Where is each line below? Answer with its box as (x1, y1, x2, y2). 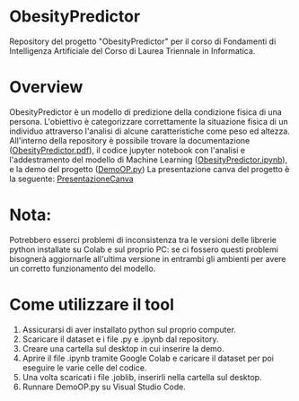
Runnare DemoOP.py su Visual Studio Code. (22, 381, 186, 392)
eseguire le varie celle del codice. (22, 362, 147, 373)
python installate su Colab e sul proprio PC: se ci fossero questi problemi (9, 244, 278, 255)
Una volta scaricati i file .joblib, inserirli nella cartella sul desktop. (22, 371, 262, 382)
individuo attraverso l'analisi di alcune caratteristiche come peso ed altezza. (9, 126, 290, 136)
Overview (9, 77, 84, 98)
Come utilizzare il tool (9, 294, 175, 315)
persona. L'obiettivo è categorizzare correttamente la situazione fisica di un (9, 116, 289, 126)
